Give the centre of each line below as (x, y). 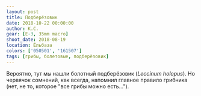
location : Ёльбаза (29, 46)
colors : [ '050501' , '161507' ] (44, 51)
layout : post (23, 12)
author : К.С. (23, 28)
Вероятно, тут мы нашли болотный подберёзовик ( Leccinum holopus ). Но (101, 73)
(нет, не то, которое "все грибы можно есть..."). (68, 86)
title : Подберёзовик (32, 17)
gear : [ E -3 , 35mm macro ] (37, 34)
